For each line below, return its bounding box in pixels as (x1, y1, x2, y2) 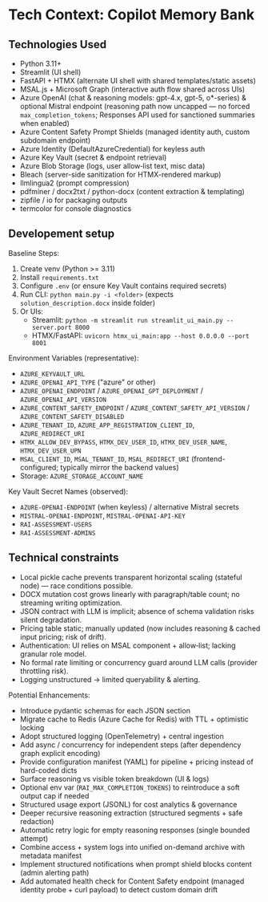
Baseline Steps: (8, 248, 60, 258)
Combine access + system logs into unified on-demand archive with (19, 842, 246, 851)
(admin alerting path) (19, 867, 90, 877)
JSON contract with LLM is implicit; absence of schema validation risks (19, 606, 254, 616)
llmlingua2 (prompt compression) (19, 178, 130, 188)
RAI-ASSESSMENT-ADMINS (19, 529, 96, 537)
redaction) (19, 816, 54, 826)
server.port (31, 323, 72, 331)
